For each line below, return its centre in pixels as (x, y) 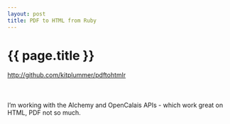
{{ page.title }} (51, 56)
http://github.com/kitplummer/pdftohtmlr (67, 75)
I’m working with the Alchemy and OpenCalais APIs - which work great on (115, 105)
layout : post (27, 14)
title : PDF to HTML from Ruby (52, 21)
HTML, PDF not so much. (44, 113)
